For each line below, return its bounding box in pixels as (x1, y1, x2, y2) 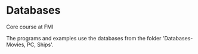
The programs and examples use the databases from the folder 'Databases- (6, 34, 193, 42)
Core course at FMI (6, 23, 54, 30)
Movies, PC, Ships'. (6, 41, 54, 48)
